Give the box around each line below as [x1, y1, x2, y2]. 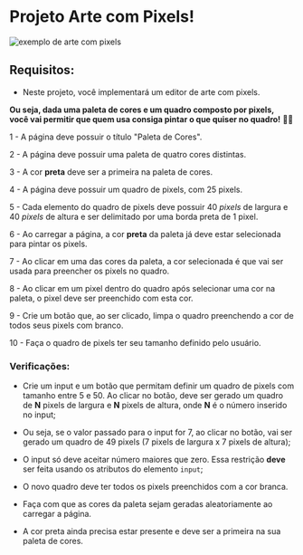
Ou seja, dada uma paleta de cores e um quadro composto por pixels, [9, 104, 274, 115]
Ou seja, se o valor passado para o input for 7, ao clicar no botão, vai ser [22, 427, 293, 438]
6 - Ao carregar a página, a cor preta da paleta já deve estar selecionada [9, 228, 281, 239]
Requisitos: [9, 62, 75, 78]
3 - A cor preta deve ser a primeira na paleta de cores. [9, 166, 213, 177]
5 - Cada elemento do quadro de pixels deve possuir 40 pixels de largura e [9, 201, 289, 212]
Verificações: [9, 359, 71, 372]
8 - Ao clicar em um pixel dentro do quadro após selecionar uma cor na [9, 282, 276, 293]
